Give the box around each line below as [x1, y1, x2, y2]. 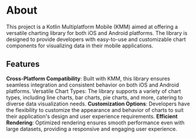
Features [6, 59, 40, 69]
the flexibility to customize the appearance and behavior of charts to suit [6, 106, 184, 113]
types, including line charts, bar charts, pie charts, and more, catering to [6, 94, 183, 101]
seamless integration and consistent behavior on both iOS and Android [6, 81, 179, 88]
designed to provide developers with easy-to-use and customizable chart [6, 36, 186, 43]
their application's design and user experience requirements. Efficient [6, 113, 178, 120]
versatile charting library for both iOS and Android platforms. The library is [6, 29, 188, 36]
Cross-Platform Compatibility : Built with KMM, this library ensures [6, 75, 170, 82]
